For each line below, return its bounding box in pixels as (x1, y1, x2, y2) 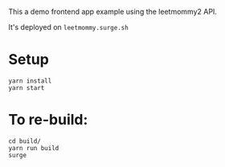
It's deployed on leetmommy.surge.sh (8, 22, 129, 31)
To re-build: (8, 111, 88, 129)
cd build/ (8, 136, 42, 145)
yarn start (8, 83, 45, 92)
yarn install (8, 76, 52, 85)
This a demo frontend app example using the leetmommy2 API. (8, 7, 217, 16)
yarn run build (8, 144, 59, 152)
